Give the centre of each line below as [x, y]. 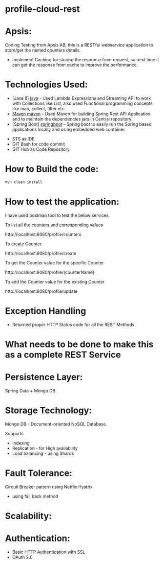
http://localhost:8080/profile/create [41, 253]
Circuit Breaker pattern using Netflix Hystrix [49, 487]
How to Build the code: [52, 169]
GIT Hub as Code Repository [41, 149]
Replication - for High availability [45, 448]
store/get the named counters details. [43, 50]
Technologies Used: [46, 85]
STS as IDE [23, 139]
